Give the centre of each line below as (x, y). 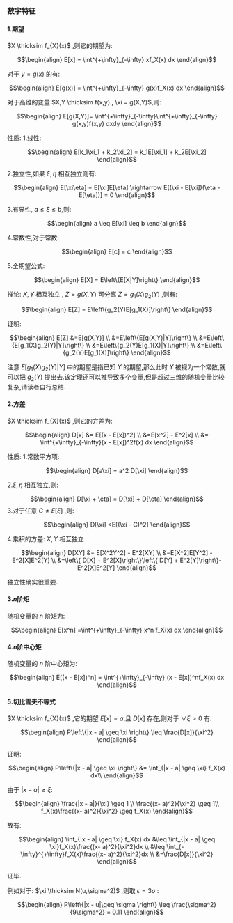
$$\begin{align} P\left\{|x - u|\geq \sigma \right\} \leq (94, 905)
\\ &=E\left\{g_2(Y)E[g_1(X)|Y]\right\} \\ (141, 345)
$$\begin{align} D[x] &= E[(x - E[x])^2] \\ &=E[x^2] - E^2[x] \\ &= (117, 435)
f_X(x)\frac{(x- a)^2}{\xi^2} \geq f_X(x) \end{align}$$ (117, 811)
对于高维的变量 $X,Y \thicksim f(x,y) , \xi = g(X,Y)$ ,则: (84, 102)
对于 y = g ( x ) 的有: (34, 74)
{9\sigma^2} (88, 912)
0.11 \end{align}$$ (138, 912)
